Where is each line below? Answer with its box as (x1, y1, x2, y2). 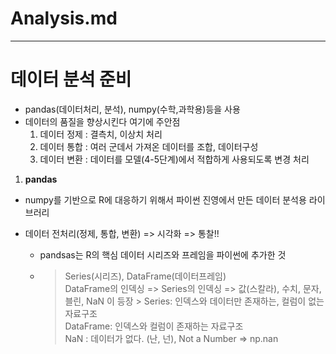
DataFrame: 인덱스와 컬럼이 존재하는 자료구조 (64, 320, 244, 332)
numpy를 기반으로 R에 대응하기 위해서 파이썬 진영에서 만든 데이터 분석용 (24, 193, 307, 206)
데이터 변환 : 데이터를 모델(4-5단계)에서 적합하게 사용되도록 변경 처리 (39, 153, 310, 165)
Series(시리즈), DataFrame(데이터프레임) (64, 270, 227, 282)
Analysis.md (10, 7, 118, 30)
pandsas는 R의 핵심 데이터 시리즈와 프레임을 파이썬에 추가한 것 (39, 248, 287, 261)
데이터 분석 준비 (10, 68, 132, 91)
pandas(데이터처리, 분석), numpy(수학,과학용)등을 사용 (24, 103, 241, 115)
